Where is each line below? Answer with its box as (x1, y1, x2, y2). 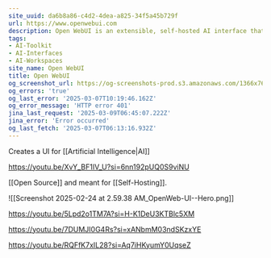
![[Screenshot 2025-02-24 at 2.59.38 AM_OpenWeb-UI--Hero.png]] (8, 193, 235, 202)
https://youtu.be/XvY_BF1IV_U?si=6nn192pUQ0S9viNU (8, 162, 190, 172)
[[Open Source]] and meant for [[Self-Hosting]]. (8, 177, 168, 187)
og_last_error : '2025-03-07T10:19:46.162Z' (8, 94, 157, 102)
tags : (8, 34, 27, 43)
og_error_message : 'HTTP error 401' (8, 102, 131, 110)
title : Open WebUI (8, 72, 70, 80)
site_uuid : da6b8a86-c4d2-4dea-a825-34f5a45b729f (8, 11, 179, 20)
